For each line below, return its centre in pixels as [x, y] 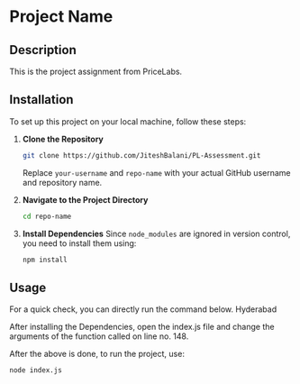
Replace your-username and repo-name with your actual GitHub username [156, 172]
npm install [45, 260]
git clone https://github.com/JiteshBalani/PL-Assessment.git [141, 155]
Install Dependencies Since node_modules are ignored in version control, [156, 233]
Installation [41, 100]
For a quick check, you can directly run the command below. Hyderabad [143, 309]
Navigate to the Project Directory [85, 199]
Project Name [61, 17]
